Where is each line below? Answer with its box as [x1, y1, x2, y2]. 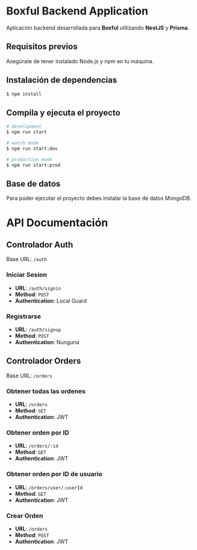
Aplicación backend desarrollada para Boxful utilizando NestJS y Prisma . [6, 24, 190, 31]
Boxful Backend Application [6, 4, 149, 18]
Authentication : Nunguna [14, 338, 80, 345]
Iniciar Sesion [6, 271, 47, 279]
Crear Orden [6, 511, 43, 520]
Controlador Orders [6, 356, 81, 366]
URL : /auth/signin [14, 284, 61, 291]
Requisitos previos [6, 42, 78, 52]
